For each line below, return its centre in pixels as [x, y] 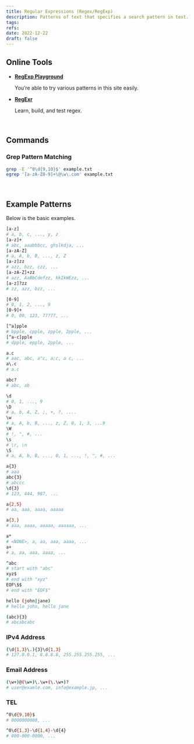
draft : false [22, 39]
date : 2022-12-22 [27, 33]
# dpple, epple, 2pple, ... [40, 342]
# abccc [15, 483]
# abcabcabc [20, 622]
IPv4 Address [26, 637]
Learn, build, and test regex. [48, 110]
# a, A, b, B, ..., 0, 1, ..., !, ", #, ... [61, 456]
